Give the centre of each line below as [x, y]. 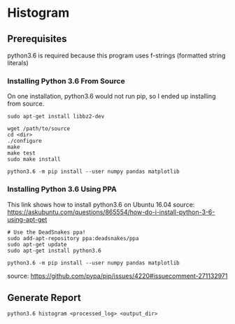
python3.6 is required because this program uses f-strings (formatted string [116, 55]
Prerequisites [37, 39]
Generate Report [44, 298]
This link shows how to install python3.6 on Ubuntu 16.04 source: [101, 204]
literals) [18, 63]
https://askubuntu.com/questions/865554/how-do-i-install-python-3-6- [111, 212]
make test [22, 153]
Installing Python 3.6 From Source [66, 80]
